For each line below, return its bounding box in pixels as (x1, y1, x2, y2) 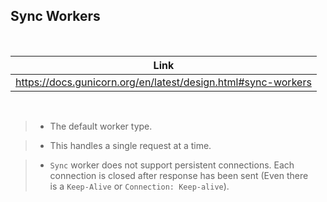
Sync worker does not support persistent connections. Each (49, 159, 295, 171)
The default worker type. (49, 120, 153, 132)
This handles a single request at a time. (49, 139, 212, 151)
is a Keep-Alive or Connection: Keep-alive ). (49, 180, 230, 192)
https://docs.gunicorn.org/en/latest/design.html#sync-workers (15, 75, 312, 89)
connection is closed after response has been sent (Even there (49, 169, 309, 181)
